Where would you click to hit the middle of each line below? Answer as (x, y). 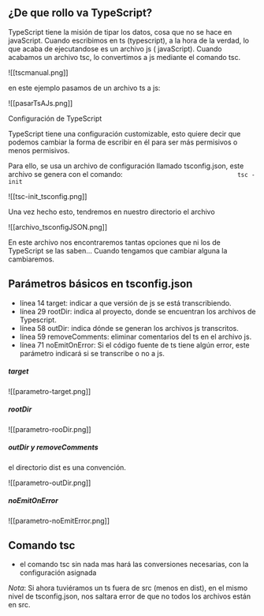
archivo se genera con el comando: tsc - (132, 174)
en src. (19, 605)
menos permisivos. (39, 150)
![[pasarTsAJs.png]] (41, 103)
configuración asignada (58, 573)
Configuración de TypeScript (55, 118)
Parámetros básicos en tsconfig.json (100, 284)
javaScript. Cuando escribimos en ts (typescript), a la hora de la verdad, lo (129, 40)
